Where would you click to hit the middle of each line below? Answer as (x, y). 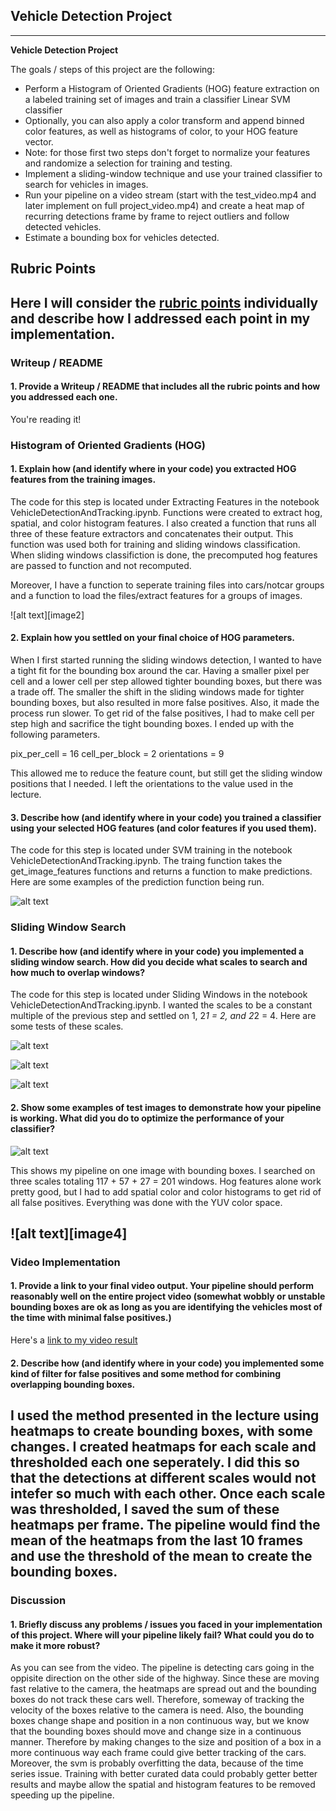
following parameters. (55, 735)
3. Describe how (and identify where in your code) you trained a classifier (166, 817)
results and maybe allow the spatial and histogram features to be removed (163, 1785)
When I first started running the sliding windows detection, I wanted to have (166, 660)
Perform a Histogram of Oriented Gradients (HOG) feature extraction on (172, 88)
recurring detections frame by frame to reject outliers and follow (157, 216)
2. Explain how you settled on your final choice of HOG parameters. (152, 638)
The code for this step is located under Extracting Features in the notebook (165, 501)
